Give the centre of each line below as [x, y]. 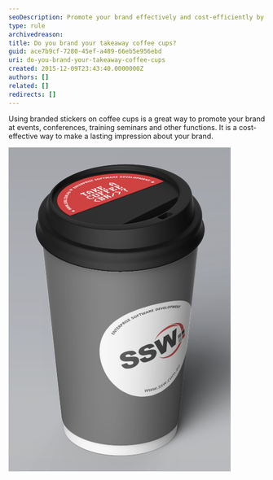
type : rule [27, 26]
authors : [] [29, 77]
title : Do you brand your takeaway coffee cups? [92, 43]
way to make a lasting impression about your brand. [126, 136]
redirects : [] [33, 94]
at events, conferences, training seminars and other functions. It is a [123, 127]
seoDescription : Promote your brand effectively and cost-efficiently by [136, 17]
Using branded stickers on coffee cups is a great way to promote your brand [137, 119]
